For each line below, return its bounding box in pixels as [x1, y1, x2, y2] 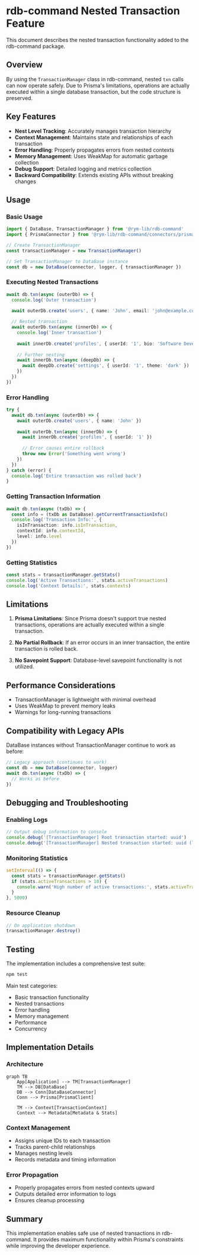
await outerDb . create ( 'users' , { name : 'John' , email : [11, 308, 150, 314]
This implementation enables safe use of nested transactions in [6, 1230, 161, 1237]
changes [14, 178, 37, 185]
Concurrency [14, 1025, 47, 1032]
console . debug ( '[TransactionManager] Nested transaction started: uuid [6, 840, 187, 846]
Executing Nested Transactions [6, 278, 99, 286]
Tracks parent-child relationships [14, 1143, 96, 1150]
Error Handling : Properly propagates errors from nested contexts [14, 146, 175, 153]
